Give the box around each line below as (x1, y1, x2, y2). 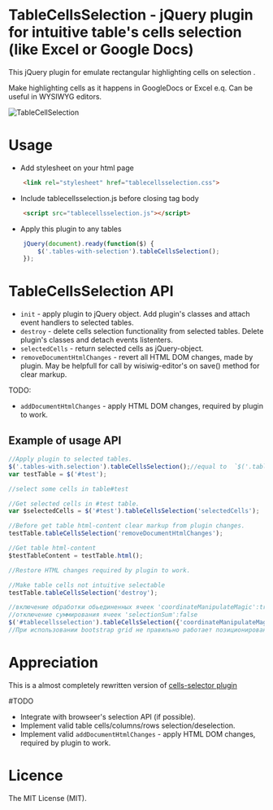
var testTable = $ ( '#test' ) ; (8, 470, 107, 478)
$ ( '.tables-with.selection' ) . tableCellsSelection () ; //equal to (8, 462, 227, 471)
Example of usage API (8, 433, 122, 447)
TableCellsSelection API (8, 282, 174, 300)
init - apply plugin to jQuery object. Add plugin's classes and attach (19, 309, 250, 319)
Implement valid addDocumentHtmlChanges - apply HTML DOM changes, (19, 729, 256, 738)
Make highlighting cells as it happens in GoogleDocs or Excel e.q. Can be (8, 83, 253, 93)
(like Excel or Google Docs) (8, 41, 194, 59)
